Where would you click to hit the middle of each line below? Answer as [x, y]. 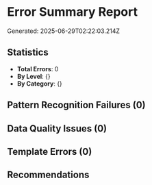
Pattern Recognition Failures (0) [76, 105]
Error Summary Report [73, 12]
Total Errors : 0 [38, 69]
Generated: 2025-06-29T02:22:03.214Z [64, 31]
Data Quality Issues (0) [57, 128]
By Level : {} [34, 76]
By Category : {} [40, 84]
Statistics [28, 52]
